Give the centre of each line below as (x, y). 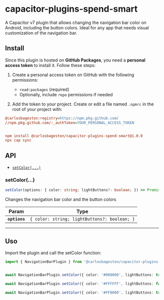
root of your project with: (37, 109)
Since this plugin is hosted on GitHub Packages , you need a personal (75, 60)
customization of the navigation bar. (41, 33)
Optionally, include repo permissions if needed (66, 94)
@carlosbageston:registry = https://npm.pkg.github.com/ (62, 118)
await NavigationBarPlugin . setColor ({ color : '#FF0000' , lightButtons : (79, 292)
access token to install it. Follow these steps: (51, 65)
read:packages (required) (44, 89)
